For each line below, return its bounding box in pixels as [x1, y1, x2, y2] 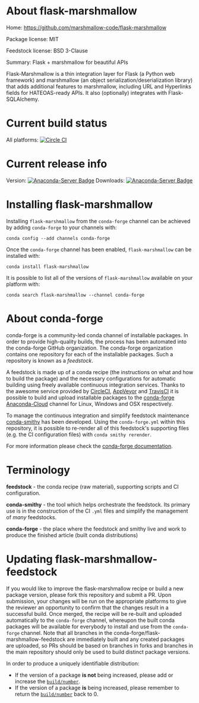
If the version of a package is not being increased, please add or [14, 671, 173, 679]
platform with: [6, 280, 40, 288]
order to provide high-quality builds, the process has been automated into [6, 338, 187, 345]
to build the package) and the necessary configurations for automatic [6, 375, 176, 382]
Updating [6, 552, 53, 566]
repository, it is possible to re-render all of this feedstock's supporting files [6, 424, 189, 431]
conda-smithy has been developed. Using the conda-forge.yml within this [6, 418, 186, 425]
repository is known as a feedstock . [6, 357, 94, 364]
